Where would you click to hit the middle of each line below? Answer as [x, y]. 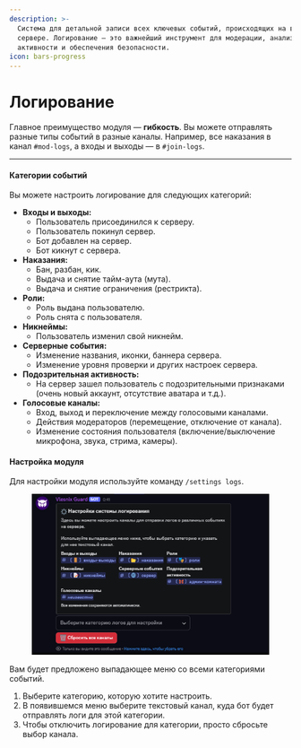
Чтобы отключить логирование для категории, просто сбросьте [145, 725]
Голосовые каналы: [61, 403]
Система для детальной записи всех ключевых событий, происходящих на [152, 28]
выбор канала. [50, 735]
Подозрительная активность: [81, 374]
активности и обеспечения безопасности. [94, 48]
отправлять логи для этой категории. [94, 715]
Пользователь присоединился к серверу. [115, 222]
